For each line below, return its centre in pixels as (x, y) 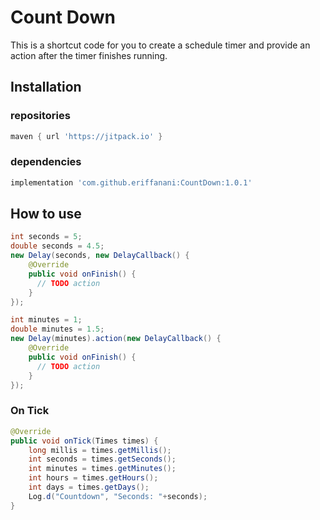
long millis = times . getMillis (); (100, 450)
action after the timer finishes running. (89, 55)
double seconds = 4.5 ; (57, 246)
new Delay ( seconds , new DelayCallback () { (100, 256)
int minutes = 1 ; (46, 320)
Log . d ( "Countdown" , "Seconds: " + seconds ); (118, 496)
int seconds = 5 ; (46, 237)
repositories (40, 116)
